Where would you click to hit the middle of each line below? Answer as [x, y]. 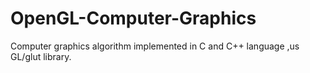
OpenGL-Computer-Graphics [133, 18]
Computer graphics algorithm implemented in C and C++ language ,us [155, 46]
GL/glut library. [41, 56]
